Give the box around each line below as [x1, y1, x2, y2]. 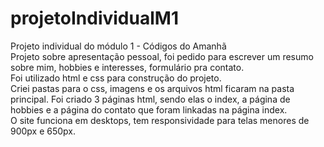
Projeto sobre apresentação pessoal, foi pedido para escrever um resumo [10, 50, 314, 62]
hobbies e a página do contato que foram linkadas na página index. [10, 103, 288, 116]
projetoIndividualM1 [10, 7, 179, 30]
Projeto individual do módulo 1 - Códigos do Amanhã [10, 40, 227, 52]
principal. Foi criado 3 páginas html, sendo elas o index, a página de [10, 93, 291, 105]
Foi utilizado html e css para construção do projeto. [10, 72, 222, 84]
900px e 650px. [10, 125, 77, 137]
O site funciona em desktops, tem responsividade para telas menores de [10, 114, 310, 126]
